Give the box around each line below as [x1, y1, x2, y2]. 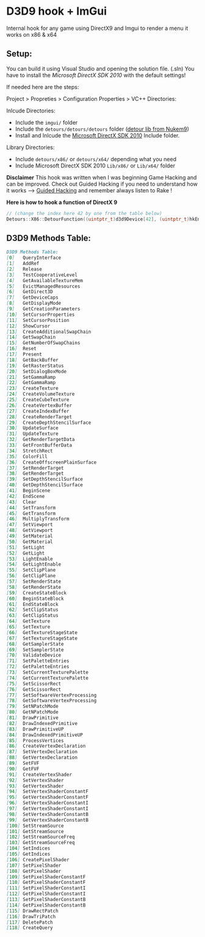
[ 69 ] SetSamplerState [6, 646, 64, 653]
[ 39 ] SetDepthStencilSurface [6, 476, 84, 483]
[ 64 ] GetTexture [6, 618, 51, 624]
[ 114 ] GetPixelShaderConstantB [6, 902, 86, 908]
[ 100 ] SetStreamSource [6, 823, 64, 829]
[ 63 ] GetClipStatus [6, 613, 59, 619]
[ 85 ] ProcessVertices [6, 737, 64, 743]
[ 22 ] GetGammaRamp [6, 380, 56, 386]
